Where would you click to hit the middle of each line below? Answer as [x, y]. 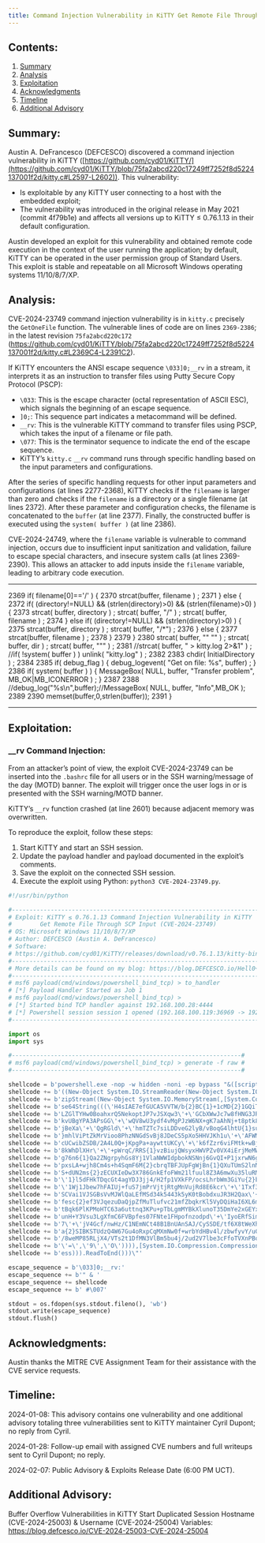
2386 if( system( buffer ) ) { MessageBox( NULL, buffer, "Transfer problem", [131, 671]
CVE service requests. [45, 1370]
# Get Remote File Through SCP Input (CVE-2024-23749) [112, 924]
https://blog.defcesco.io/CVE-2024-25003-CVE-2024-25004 [108, 1530]
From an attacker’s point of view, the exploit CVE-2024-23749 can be [121, 768]
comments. [38, 864]
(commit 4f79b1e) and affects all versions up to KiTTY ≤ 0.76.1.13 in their [137, 218]
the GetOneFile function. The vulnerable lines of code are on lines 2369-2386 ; [132, 328]
